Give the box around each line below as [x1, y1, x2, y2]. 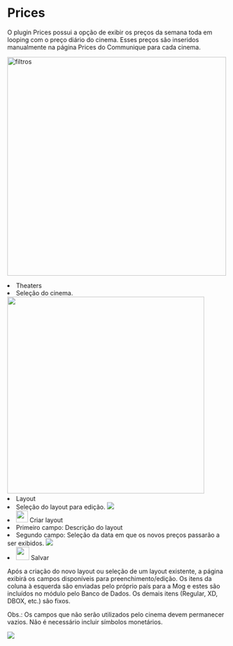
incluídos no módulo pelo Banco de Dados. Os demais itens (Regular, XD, [7, 589, 218, 598]
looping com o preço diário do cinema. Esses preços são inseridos [7, 35, 199, 43]
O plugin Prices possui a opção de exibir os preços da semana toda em [7, 28, 213, 36]
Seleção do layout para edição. [16, 503, 106, 511]
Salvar [30, 553, 50, 561]
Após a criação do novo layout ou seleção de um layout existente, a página [7, 567, 224, 575]
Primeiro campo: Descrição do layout [16, 523, 123, 531]
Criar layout [29, 516, 63, 524]
